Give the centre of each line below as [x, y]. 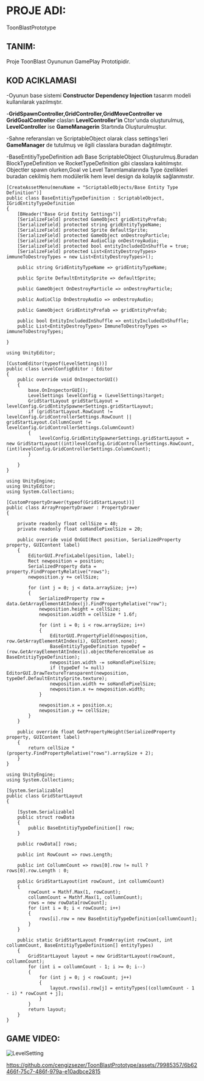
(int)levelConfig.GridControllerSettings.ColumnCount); [79, 449]
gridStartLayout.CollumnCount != [49, 422]
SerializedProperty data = [62, 566]
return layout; [47, 1009]
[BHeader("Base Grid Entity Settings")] [69, 214]
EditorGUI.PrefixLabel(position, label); [82, 556]
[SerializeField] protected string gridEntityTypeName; [90, 224]
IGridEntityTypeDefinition [40, 203]
